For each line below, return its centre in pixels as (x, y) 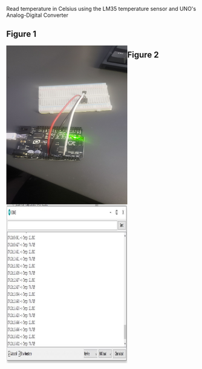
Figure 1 (21, 34)
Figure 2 (143, 55)
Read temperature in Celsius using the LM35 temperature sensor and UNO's (101, 9)
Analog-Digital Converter (37, 15)
